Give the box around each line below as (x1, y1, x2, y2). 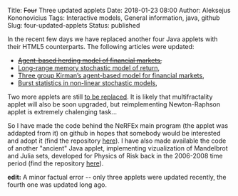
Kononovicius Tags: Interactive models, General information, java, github (7, 13, 220, 22)
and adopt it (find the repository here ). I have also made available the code (7, 136, 227, 145)
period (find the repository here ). (7, 159, 104, 168)
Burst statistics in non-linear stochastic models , (17, 79, 158, 87)
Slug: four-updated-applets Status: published (7, 21, 140, 29)
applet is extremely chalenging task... (7, 108, 118, 116)
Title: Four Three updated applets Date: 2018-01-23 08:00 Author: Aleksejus (7, 6, 231, 14)
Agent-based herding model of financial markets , (17, 56, 162, 65)
